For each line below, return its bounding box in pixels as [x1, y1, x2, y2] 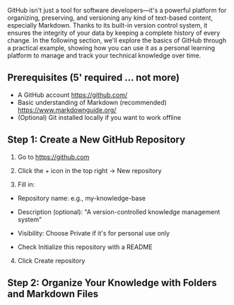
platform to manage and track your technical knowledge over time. [7, 51, 201, 60]
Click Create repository [17, 256, 86, 265]
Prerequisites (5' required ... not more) [7, 72, 180, 84]
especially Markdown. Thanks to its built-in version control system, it [7, 21, 208, 29]
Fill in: [17, 180, 35, 189]
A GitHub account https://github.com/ [17, 90, 128, 99]
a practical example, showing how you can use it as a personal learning [7, 44, 216, 52]
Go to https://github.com [17, 152, 90, 161]
